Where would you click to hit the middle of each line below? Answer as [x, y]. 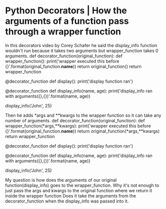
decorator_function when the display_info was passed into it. [67, 201]
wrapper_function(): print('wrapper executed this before [62, 61]
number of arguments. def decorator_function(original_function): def [75, 120]
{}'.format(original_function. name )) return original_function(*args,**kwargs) [83, 131]
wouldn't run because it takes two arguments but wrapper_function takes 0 [82, 51]
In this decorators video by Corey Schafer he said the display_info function [81, 45]
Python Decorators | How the [66, 11]
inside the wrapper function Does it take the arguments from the [71, 196]
